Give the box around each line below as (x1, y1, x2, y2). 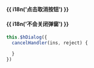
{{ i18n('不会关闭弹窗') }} (6, 20, 69, 28)
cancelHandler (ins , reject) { (12, 40, 88, 46)
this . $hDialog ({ (6, 34, 47, 40)
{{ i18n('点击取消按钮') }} (6, 5, 69, 13)
